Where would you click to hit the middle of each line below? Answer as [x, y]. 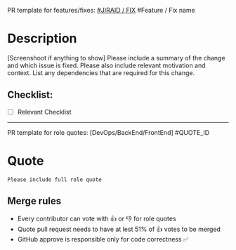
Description [42, 39]
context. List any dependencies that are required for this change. [101, 72]
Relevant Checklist [44, 112]
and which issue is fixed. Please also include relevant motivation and [106, 65]
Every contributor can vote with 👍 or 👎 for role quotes [97, 218]
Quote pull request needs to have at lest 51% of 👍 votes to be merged [119, 229]
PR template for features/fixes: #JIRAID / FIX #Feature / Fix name [101, 10]
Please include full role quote [54, 179]
